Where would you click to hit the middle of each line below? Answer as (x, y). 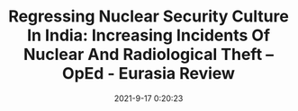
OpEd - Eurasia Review (149, 74)
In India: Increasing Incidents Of (149, 35)
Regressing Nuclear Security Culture (149, 17)
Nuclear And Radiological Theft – (149, 55)
